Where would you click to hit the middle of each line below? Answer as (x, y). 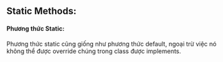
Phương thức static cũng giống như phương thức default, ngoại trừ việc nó (111, 44)
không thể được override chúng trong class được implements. (94, 51)
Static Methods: (42, 11)
